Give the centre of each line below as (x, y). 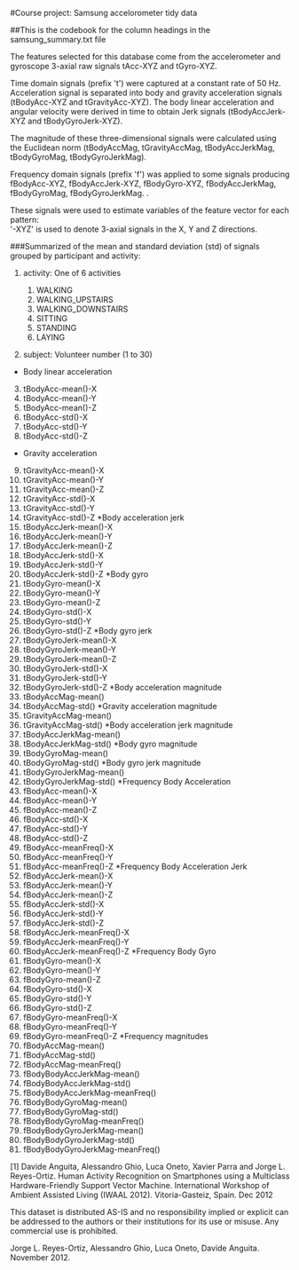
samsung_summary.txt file (58, 39)
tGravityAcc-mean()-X (63, 470)
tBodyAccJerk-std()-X (63, 555)
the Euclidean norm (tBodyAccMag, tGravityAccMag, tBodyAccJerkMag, (142, 147)
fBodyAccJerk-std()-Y (63, 914)
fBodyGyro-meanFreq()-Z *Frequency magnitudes (116, 1036)
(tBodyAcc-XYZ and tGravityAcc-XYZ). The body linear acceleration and (142, 102)
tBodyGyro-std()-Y (57, 621)
